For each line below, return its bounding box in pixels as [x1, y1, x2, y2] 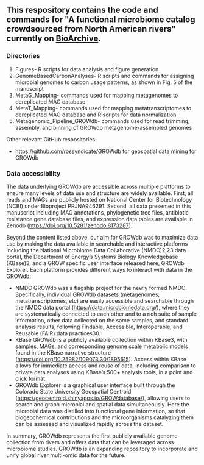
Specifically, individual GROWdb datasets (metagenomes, [15, 291, 160, 298]
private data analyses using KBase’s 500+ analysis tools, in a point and [15, 368, 193, 375]
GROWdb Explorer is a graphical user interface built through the [15, 381, 175, 389]
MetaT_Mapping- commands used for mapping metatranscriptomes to [15, 104, 192, 112]
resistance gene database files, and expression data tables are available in [6, 215, 194, 222]
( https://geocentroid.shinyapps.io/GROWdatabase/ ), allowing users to [15, 394, 191, 402]
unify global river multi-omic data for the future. [6, 451, 126, 459]
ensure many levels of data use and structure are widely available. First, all [6, 189, 194, 197]
